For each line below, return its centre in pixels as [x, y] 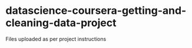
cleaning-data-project [61, 23]
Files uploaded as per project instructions [56, 39]
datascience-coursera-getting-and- [96, 11]
